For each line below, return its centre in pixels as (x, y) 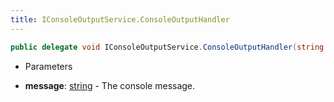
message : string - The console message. (110, 85)
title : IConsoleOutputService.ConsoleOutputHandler (120, 19)
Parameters (48, 66)
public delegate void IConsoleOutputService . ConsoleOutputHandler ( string (167, 47)
